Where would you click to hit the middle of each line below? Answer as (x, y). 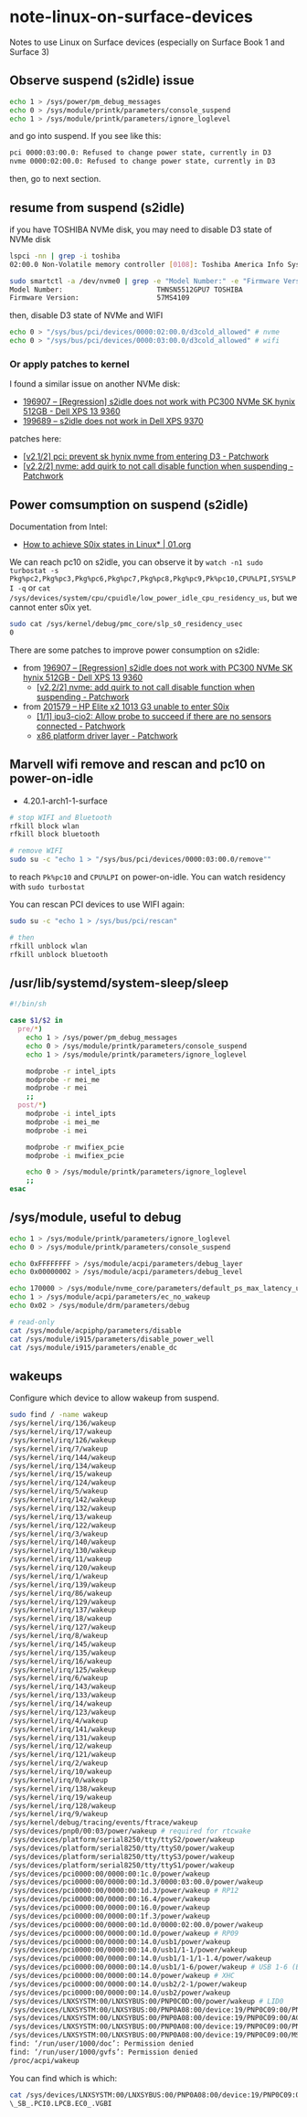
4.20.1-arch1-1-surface (65, 801)
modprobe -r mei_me (63, 1080)
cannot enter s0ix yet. (51, 607)
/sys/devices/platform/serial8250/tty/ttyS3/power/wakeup (122, 1856)
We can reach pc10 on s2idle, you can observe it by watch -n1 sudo (136, 562)
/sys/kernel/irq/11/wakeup (61, 1559)
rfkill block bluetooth (55, 835)
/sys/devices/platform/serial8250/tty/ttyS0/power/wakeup (122, 1848)
